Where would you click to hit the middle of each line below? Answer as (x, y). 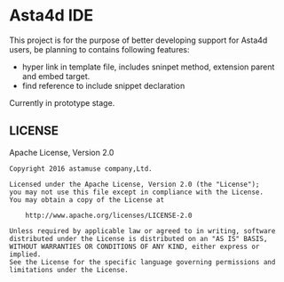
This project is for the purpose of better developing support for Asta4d (138, 40)
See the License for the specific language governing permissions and (142, 262)
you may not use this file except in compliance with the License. (137, 192)
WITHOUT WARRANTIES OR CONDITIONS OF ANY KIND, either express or (134, 246)
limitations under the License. (69, 270)
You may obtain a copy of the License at (87, 200)
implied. (25, 254)
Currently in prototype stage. (62, 102)
